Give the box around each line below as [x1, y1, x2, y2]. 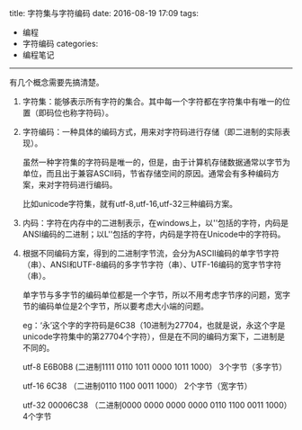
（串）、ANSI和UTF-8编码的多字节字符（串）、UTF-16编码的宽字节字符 [22, 259, 282, 270]
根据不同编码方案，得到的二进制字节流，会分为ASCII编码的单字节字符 [22, 248, 280, 258]
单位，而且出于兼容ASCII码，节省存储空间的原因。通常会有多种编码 [22, 168, 272, 178]
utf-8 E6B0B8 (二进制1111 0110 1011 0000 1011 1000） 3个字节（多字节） [22, 362, 288, 372]
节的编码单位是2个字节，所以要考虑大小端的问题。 [22, 300, 209, 311]
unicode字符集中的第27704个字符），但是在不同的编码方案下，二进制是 [22, 331, 286, 342]
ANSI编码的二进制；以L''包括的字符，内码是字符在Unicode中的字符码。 [22, 228, 286, 239]
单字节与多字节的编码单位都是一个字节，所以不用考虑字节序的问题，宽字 [22, 290, 290, 300]
